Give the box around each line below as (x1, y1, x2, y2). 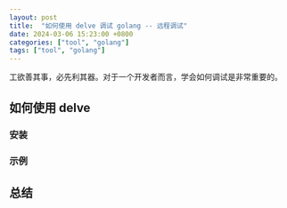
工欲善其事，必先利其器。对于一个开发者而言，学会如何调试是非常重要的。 (9, 72, 283, 83)
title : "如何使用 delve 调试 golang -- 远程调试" (9, 21, 188, 30)
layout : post (9, 12, 58, 22)
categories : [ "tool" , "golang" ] (9, 37, 129, 47)
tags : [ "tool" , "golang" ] (9, 46, 105, 55)
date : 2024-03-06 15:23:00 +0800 (9, 29, 134, 38)
